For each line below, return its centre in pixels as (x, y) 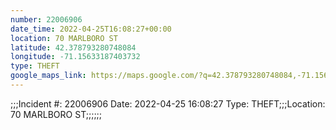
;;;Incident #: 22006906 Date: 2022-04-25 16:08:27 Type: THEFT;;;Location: (168, 103)
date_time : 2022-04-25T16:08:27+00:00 (91, 29)
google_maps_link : (48, 76)
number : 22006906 (46, 19)
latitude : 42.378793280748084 (73, 47)
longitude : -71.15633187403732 (75, 57)
